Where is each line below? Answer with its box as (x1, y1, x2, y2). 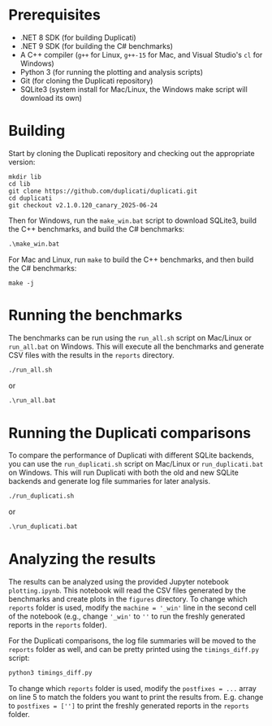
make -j (8, 279, 35, 287)
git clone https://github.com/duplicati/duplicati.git (8, 187, 198, 195)
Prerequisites (8, 6, 101, 24)
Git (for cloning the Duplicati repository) (19, 76, 153, 85)
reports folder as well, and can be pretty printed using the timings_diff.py (8, 645, 260, 654)
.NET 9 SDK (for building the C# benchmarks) (19, 41, 173, 50)
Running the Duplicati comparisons (8, 424, 252, 442)
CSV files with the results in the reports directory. (8, 350, 175, 359)
